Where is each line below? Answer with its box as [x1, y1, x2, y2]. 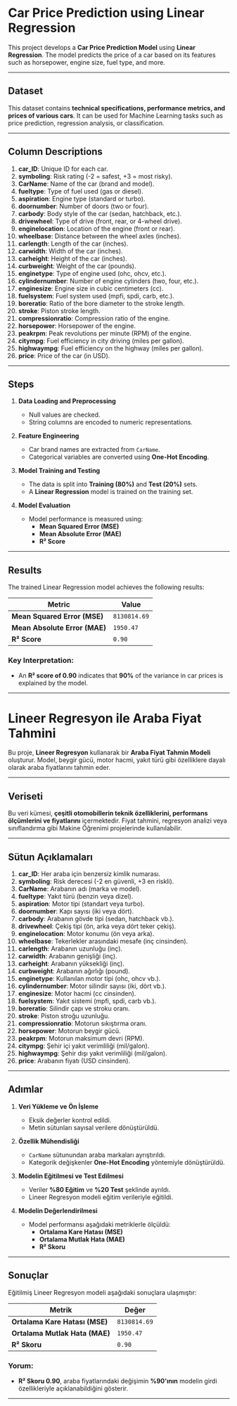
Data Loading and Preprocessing [18, 397, 117, 405]
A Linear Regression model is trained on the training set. [28, 488, 193, 496]
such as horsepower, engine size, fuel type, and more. [8, 58, 166, 66]
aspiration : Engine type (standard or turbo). [18, 194, 146, 203]
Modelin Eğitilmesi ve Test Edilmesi [18, 1172, 124, 1180]
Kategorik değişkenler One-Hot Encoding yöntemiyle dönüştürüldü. [28, 1158, 226, 1166]
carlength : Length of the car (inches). [18, 239, 129, 248]
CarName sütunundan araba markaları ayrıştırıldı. [28, 1151, 166, 1159]
